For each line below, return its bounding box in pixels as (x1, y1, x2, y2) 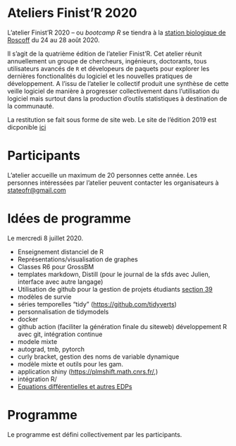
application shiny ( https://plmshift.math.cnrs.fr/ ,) (17, 367, 159, 376)
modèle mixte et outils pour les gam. (17, 359, 123, 368)
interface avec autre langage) (17, 277, 104, 286)
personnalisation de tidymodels (17, 307, 109, 316)
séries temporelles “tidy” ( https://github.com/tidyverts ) (17, 299, 178, 308)
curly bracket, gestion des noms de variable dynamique (17, 352, 180, 361)
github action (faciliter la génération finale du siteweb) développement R (17, 322, 228, 330)
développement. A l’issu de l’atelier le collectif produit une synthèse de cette (7, 79, 229, 87)
